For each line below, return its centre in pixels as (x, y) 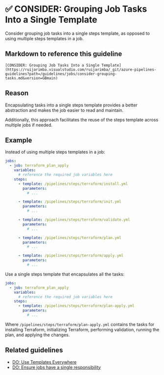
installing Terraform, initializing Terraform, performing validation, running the (82, 329)
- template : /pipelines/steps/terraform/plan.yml (70, 238)
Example (19, 140)
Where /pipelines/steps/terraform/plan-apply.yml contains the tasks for (80, 324)
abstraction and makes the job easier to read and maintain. (64, 110)
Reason (17, 93)
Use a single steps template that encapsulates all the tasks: (65, 274)
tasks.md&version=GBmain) (31, 78)
